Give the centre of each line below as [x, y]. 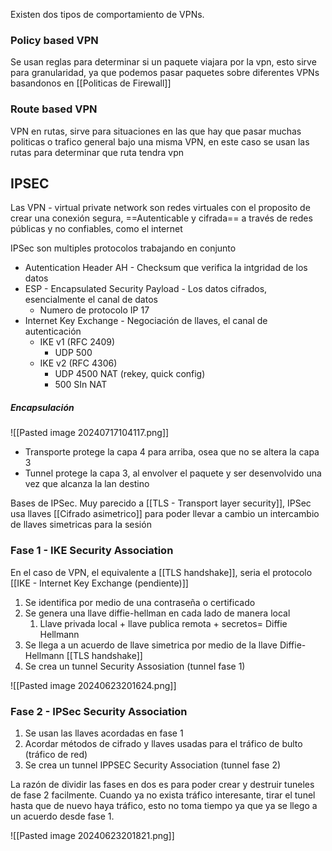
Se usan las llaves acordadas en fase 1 [104, 733]
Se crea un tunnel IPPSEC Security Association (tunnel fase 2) [153, 765]
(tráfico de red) [56, 754]
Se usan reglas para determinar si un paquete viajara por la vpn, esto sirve [163, 62]
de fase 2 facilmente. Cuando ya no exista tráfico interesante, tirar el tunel [163, 795]
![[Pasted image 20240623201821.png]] [92, 835]
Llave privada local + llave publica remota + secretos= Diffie [163, 623]
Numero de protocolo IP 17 [94, 310]
